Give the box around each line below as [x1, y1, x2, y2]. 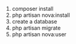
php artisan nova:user [11, 31, 67, 38]
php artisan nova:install [11, 11, 71, 19]
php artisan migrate [11, 24, 61, 31]
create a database [11, 18, 57, 25]
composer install [11, 5, 54, 12]
